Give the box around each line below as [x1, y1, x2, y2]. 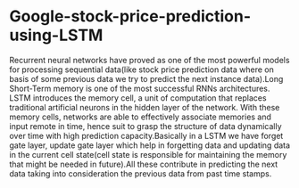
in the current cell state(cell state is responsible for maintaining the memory [9, 149, 287, 159]
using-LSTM [9, 25, 104, 45]
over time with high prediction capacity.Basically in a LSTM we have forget [9, 130, 284, 141]
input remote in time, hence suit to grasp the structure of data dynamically [9, 120, 283, 131]
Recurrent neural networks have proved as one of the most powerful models [9, 54, 290, 65]
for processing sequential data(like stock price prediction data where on [9, 64, 275, 75]
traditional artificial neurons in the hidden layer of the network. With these [9, 102, 280, 112]
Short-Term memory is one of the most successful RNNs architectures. [9, 83, 270, 94]
